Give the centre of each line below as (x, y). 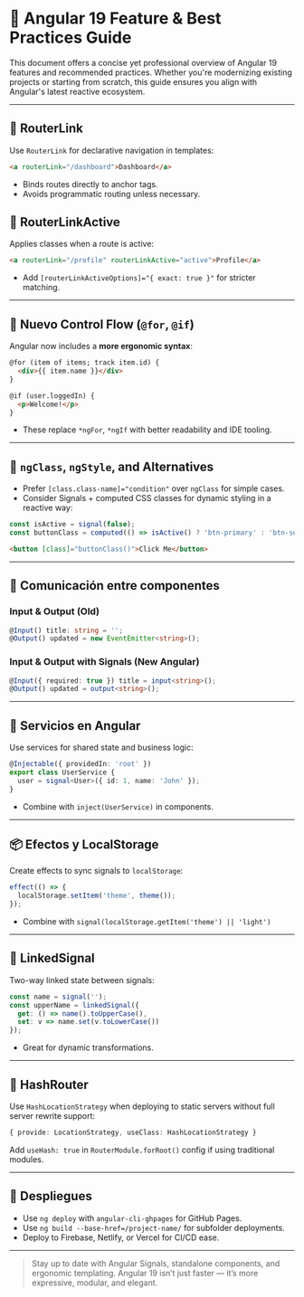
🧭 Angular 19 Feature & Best (115, 19)
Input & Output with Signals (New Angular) (104, 662)
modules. (27, 1159)
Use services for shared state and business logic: (101, 748)
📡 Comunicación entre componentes (114, 586)
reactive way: (47, 508)
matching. (41, 288)
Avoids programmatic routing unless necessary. (111, 194)
